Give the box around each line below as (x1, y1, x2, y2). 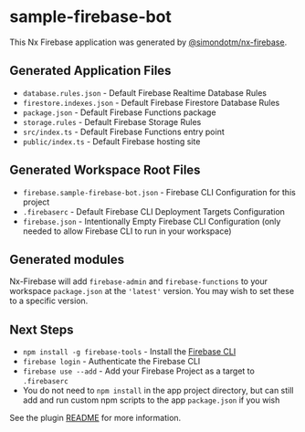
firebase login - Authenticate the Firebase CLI (22, 356, 201, 367)
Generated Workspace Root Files (9, 163, 201, 178)
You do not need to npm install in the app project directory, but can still (22, 385, 294, 396)
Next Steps (9, 321, 74, 337)
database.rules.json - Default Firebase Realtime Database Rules (22, 87, 268, 98)
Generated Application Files (9, 63, 172, 79)
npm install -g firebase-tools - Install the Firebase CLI (22, 346, 237, 357)
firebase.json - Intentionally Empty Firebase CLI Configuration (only (22, 216, 281, 227)
